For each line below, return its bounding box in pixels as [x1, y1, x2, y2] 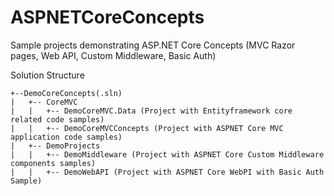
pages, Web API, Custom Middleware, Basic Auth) [10, 49, 217, 61]
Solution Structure [10, 69, 85, 81]
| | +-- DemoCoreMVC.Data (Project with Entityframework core [10, 106, 293, 116]
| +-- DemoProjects [10, 141, 101, 151]
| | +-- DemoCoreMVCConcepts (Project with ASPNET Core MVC [10, 123, 284, 133]
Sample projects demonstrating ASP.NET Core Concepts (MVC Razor [10, 39, 296, 51]
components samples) [10, 158, 97, 168]
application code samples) [10, 132, 123, 142]
